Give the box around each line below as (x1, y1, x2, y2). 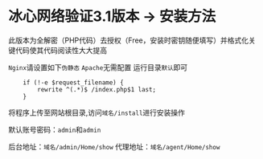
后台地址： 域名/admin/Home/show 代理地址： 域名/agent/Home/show (8, 141, 220, 151)
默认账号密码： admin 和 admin (8, 124, 101, 134)
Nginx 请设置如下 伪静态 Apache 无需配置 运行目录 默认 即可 (8, 62, 188, 72)
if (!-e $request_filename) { (23, 78, 125, 87)
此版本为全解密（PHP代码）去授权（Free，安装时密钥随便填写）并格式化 (8, 35, 249, 45)
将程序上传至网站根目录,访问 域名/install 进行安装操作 (8, 108, 186, 117)
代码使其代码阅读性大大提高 (14, 45, 107, 55)
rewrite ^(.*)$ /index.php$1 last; (37, 85, 157, 93)
